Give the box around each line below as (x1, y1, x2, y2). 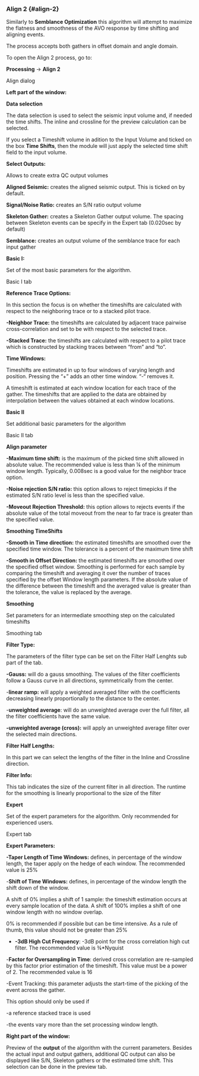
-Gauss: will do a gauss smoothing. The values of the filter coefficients (6, 670, 180, 678)
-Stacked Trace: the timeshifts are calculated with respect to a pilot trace (6, 337, 186, 344)
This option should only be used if (6, 998, 90, 1005)
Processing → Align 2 (6, 66, 61, 73)
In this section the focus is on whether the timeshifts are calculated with (6, 301, 182, 308)
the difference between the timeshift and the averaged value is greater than (6, 582, 191, 589)
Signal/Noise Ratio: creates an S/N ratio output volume (6, 202, 141, 209)
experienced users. (6, 819, 53, 826)
